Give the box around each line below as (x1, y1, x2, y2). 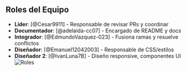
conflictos (14, 39, 40, 47)
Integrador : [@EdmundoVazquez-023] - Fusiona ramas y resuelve (14, 33, 179, 41)
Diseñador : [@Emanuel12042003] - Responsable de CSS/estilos (14, 46, 174, 53)
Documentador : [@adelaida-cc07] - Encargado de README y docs (14, 27, 182, 34)
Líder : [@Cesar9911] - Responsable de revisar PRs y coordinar (14, 20, 169, 27)
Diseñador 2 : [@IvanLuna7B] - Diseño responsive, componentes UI (14, 52, 181, 59)
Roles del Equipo (5, 5, 70, 15)
